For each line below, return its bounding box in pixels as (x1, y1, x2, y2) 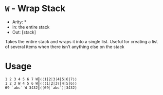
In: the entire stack (12, 24, 50, 30)
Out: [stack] (12, 29, 36, 35)
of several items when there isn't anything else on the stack (5, 44, 125, 49)
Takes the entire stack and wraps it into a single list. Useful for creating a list (5, 38, 158, 44)
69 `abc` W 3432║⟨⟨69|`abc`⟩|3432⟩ (5, 85, 77, 90)
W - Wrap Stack (5, 3, 66, 14)
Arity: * (12, 19, 27, 25)
